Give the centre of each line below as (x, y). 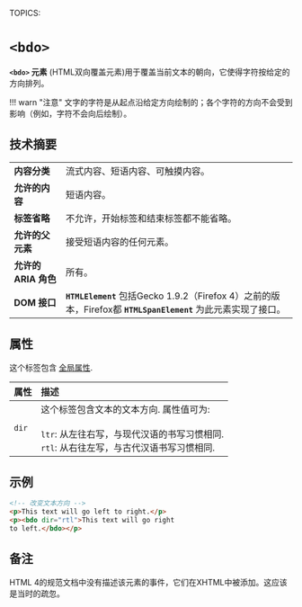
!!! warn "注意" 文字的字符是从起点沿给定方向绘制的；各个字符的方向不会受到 (151, 102)
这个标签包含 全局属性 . (51, 367)
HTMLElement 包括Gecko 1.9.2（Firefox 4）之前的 (169, 296)
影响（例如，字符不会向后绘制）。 (71, 113)
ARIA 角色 (35, 279)
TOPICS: (25, 13)
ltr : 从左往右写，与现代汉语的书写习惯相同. (133, 433)
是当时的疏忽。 (37, 594)
